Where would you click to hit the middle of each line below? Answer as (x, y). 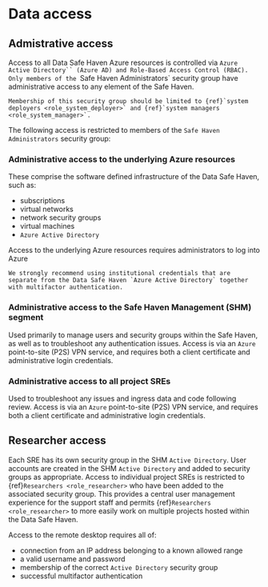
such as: (22, 186)
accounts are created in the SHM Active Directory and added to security (129, 468)
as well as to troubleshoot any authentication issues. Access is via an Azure (132, 343)
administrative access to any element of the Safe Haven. (101, 86)
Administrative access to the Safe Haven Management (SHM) (130, 307)
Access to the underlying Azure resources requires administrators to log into (134, 250)
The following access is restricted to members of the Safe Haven (114, 130)
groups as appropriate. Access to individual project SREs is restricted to (127, 477)
